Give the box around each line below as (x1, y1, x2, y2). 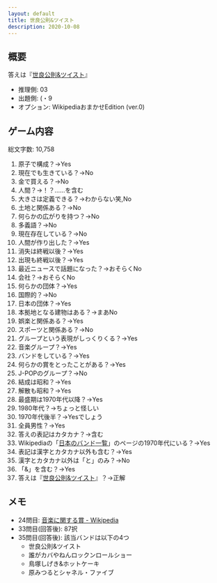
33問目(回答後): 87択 (17, 524, 78, 533)
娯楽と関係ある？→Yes (17, 317, 84, 325)
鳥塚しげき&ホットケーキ (28, 559, 100, 568)
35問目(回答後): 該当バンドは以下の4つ (17, 533, 129, 541)
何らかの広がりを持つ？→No (17, 212, 100, 220)
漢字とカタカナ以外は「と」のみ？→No (17, 456, 131, 464)
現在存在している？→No (17, 229, 88, 238)
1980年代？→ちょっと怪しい (17, 404, 99, 412)
